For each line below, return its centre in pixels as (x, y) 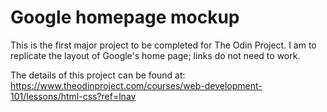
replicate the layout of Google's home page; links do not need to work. (155, 55)
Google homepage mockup (125, 17)
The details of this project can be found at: (98, 75)
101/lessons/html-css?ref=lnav (73, 96)
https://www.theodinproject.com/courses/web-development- (136, 85)
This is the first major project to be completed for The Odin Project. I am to (163, 45)
